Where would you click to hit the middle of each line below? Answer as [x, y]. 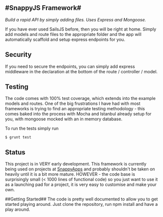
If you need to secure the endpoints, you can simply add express [70, 66]
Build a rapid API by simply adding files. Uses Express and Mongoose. [76, 19]
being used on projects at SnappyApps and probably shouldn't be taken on [80, 169]
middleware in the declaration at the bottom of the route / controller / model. [81, 71]
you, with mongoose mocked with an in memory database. [64, 119]
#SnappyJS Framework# [43, 8]
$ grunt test [18, 137]
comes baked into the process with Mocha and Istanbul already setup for [78, 114]
